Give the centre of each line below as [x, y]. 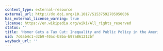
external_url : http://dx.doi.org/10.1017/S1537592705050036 [67, 14]
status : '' [16, 28]
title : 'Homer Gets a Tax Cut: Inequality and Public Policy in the [76, 32]
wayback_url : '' [21, 41]
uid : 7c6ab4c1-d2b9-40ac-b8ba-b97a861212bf [50, 37]
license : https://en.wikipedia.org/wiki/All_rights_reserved [68, 23]
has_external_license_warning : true [42, 18]
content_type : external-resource [39, 9]
